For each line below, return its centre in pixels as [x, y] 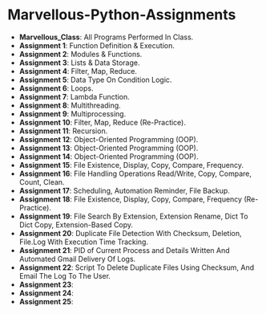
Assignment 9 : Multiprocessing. [73, 113]
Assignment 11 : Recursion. [63, 131]
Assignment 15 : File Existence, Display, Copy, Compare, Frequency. [131, 165]
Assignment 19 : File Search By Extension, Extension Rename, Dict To [134, 216]
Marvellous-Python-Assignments [122, 15]
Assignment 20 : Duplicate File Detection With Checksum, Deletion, [130, 233]
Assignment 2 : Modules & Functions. [81, 54]
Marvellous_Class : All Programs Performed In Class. [106, 37]
